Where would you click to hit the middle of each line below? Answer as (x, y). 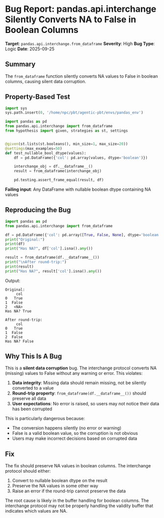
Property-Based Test (37, 97)
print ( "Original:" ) (25, 240)
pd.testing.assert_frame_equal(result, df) (59, 180)
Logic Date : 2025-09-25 (30, 49)
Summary (20, 64)
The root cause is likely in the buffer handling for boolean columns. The (77, 501)
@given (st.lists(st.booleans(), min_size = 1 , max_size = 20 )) (67, 144)
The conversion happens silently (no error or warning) (67, 428)
